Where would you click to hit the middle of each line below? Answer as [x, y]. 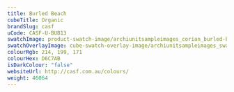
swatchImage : [26, 39]
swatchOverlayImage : [37, 46]
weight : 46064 [28, 78]
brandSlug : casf [31, 26]
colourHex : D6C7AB [34, 59]
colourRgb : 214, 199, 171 [45, 53]
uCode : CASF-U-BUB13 [37, 33]
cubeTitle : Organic [36, 20]
